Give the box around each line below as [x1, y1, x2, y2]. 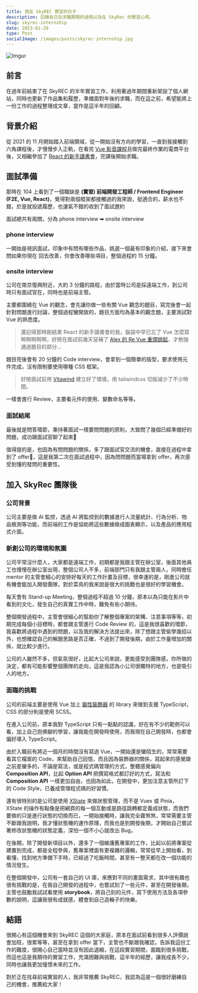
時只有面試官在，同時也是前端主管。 [6, 289, 94, 296]
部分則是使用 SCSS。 [23, 708, 75, 715]
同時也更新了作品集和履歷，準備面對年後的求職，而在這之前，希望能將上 [16, 95, 192, 102]
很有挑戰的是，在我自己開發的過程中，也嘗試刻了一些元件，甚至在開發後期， [6, 881, 192, 888]
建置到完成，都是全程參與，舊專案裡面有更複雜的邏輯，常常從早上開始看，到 [6, 846, 192, 853]
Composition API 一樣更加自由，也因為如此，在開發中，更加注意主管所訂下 [6, 777, 189, 784]
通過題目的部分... [20, 343, 62, 351]
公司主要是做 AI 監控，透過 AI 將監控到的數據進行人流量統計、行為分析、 [6, 513, 182, 520]
